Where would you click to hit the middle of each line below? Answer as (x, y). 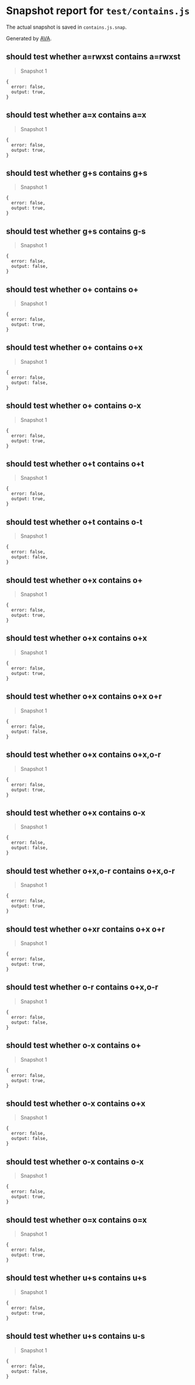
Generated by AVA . (29, 38)
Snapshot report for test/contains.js (98, 11)
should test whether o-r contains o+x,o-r (82, 987)
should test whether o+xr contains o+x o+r (86, 929)
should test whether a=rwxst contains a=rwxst (93, 57)
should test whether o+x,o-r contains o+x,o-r (90, 871)
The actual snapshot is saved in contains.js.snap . (67, 27)
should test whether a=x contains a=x (76, 115)
